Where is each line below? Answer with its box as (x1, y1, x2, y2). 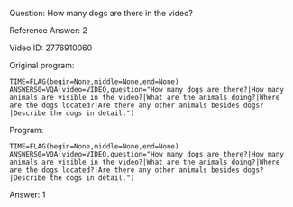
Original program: (9, 60, 75, 70)
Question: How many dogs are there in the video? (9, 8, 194, 18)
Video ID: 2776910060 (9, 42, 93, 53)
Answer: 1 (9, 189, 46, 200)
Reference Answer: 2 (9, 25, 87, 35)
